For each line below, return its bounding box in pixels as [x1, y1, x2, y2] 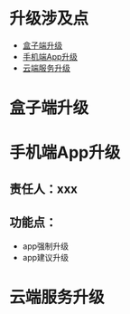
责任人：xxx [9, 181, 79, 196]
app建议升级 [22, 252, 70, 262]
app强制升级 [22, 241, 70, 252]
